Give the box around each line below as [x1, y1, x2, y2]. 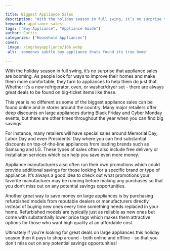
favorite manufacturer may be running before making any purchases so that [5, 177, 163, 183]
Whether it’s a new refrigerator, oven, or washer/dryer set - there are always [5, 84, 164, 90]
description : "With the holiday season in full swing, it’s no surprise [5, 16, 162, 22]
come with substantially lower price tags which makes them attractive [5, 214, 151, 220]
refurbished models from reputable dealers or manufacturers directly [5, 198, 149, 204]
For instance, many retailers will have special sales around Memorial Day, [5, 130, 158, 136]
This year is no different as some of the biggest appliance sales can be [5, 99, 153, 105]
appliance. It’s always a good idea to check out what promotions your [5, 172, 150, 178]
